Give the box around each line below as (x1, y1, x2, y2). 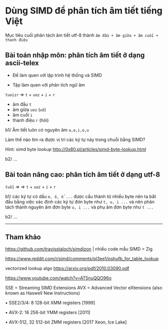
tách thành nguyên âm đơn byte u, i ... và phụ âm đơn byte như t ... (5, 204, 154, 210)
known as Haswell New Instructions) (5, 290, 80, 296)
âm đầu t (12, 101, 31, 107)
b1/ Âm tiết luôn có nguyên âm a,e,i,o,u (5, 126, 89, 132)
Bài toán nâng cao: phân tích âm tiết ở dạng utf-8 (5, 170, 160, 179)
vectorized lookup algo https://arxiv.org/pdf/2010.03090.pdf (5, 265, 129, 271)
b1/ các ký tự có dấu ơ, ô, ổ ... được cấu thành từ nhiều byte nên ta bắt (5, 193, 156, 199)
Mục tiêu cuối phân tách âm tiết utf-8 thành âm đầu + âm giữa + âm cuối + (5, 32, 158, 38)
